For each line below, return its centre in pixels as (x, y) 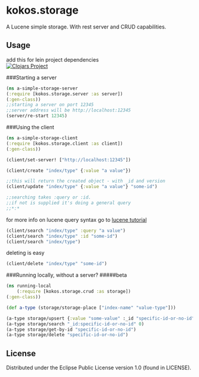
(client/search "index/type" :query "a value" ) (66, 231)
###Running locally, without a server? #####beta (67, 275)
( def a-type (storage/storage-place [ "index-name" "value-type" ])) (91, 308)
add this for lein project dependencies (52, 59)
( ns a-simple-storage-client (42, 138)
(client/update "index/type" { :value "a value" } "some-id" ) (82, 187)
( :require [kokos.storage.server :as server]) (65, 94)
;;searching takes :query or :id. (49, 197)
